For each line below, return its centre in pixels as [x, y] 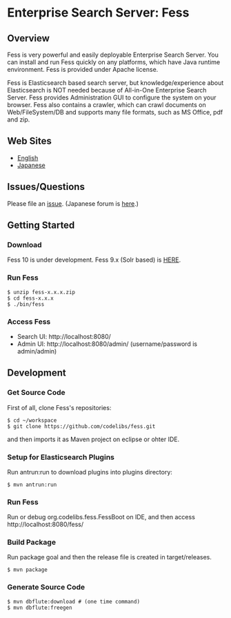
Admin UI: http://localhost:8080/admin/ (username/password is [107, 344]
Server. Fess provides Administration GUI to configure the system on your [112, 97]
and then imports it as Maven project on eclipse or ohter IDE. [93, 439]
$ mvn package [28, 570]
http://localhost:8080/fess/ [46, 524]
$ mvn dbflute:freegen [40, 608]
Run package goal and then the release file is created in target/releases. [110, 557]
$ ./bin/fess [26, 304]
